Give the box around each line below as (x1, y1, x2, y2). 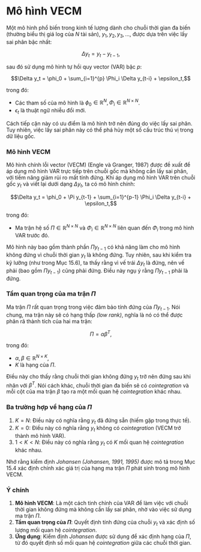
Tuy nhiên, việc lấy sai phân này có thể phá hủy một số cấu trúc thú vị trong (6, 126, 194, 133)
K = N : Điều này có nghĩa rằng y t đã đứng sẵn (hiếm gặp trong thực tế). (14, 416, 191, 425)
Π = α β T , (89, 329, 112, 338)
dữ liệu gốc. (6, 132, 36, 139)
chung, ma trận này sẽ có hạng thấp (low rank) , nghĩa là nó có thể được (6, 311, 183, 318)
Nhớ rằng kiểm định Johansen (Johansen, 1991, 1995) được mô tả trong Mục (6, 458, 196, 466)
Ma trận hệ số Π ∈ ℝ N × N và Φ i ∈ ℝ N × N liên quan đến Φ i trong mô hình (14, 223, 194, 232)
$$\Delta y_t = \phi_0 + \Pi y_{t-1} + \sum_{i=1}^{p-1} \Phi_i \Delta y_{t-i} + (10, 193, 191, 201)
